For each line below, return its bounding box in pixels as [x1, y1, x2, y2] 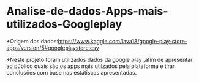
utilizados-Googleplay [6, 17, 122, 31]
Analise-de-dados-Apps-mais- [6, 4, 168, 18]
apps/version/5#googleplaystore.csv [6, 44, 99, 51]
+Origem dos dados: [6, 37, 58, 45]
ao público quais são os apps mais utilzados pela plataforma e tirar [6, 62, 175, 70]
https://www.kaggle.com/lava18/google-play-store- [58, 37, 188, 45]
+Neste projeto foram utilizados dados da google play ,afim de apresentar [6, 56, 193, 63]
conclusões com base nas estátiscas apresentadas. [6, 69, 137, 76]
